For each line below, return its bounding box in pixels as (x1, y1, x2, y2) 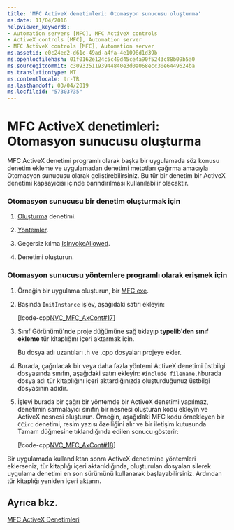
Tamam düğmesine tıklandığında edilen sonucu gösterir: (17, 427, 180, 435)
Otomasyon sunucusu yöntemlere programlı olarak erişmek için (7, 270, 228, 280)
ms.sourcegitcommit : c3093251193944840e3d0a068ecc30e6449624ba (7, 62, 196, 69)
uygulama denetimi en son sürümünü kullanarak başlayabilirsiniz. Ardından (7, 469, 222, 477)
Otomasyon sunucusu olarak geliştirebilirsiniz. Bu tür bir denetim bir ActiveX (7, 172, 226, 180)
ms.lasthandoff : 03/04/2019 (7, 82, 89, 89)
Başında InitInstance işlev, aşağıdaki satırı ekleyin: (17, 300, 166, 308)
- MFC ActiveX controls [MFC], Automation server (7, 43, 155, 50)
